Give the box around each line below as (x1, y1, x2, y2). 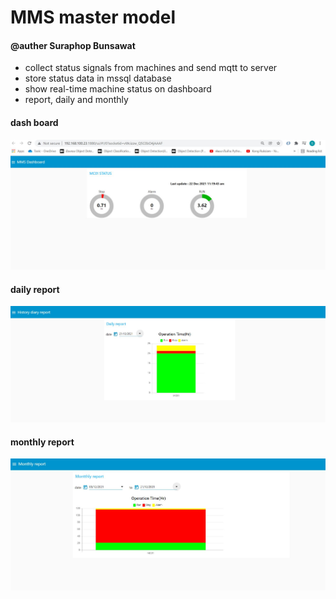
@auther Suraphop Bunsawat (10, 39, 136, 51)
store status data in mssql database (24, 72, 172, 85)
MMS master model (10, 6, 176, 29)
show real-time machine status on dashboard (24, 83, 212, 95)
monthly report (10, 436, 75, 448)
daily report (10, 283, 60, 295)
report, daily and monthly (24, 94, 129, 106)
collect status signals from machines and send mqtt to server (24, 62, 278, 74)
